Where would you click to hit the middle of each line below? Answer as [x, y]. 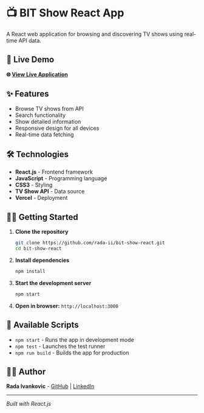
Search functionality [40, 115]
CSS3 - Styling [34, 185]
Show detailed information [48, 121]
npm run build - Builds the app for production [72, 353]
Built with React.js [29, 404]
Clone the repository [42, 232]
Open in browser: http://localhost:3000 [66, 306]
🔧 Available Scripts [42, 325]
